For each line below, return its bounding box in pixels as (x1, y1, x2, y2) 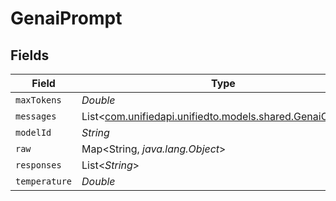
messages (15, 111, 57, 122)
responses (15, 160, 62, 171)
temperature (15, 176, 73, 187)
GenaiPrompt (10, 7, 123, 30)
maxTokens (15, 95, 62, 106)
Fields (10, 47, 50, 64)
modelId (15, 127, 52, 138)
